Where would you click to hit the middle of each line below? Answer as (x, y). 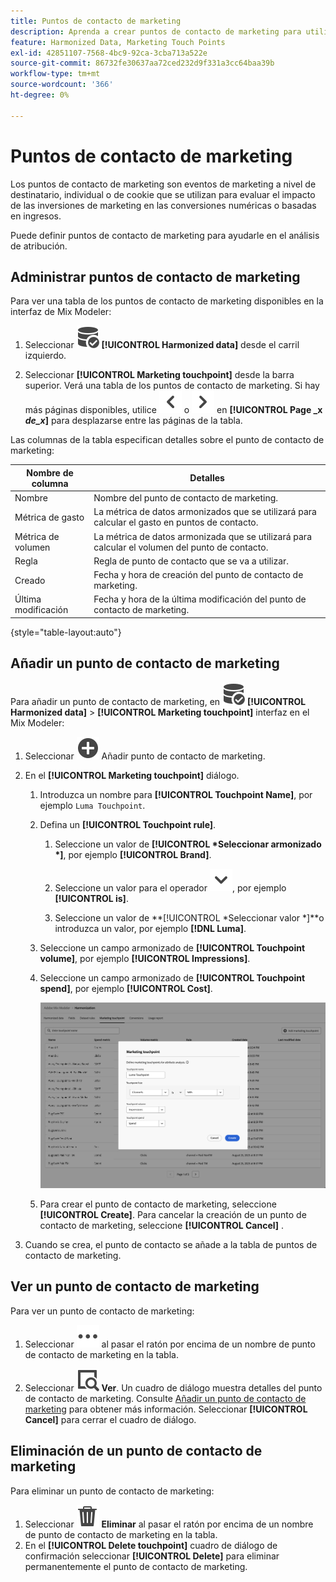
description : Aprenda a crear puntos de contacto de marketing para (156, 31)
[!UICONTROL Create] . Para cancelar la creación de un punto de (173, 1214)
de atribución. (39, 246)
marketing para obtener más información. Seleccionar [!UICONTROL (166, 1409)
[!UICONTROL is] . (91, 898)
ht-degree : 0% (40, 95)
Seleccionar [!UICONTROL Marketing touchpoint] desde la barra (159, 375)
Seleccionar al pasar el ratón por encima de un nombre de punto (170, 1344)
